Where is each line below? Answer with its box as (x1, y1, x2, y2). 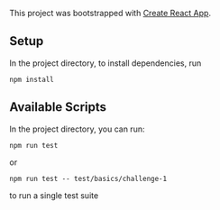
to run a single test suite (9, 189, 99, 201)
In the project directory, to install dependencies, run (9, 58, 202, 68)
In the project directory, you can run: (9, 123, 145, 134)
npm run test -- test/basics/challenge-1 (9, 174, 168, 183)
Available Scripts (9, 99, 106, 115)
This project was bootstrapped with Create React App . (9, 8, 212, 18)
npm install (9, 75, 54, 84)
